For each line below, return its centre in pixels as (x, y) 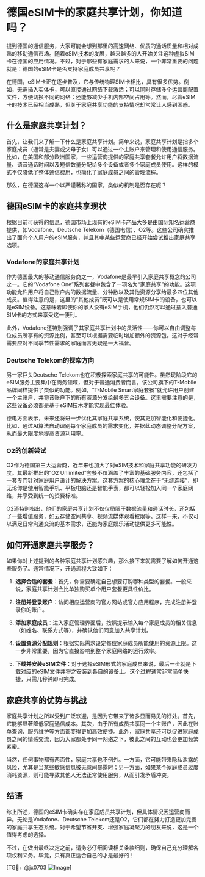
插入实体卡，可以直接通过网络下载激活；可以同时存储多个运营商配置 (113, 89)
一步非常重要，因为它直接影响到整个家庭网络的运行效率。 (87, 651)
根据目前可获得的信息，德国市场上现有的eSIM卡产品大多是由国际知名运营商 (101, 222)
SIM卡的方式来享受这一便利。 (43, 314)
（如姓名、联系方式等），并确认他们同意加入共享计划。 (83, 630)
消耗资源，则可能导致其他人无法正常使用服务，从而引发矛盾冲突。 (89, 775)
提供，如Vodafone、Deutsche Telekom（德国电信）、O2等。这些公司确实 (98, 229)
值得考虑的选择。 (28, 834)
